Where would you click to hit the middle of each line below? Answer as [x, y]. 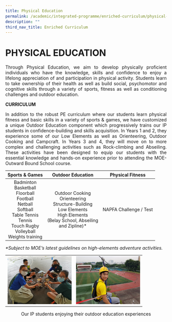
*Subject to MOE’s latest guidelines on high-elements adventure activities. [84, 248]
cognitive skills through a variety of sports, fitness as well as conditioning [86, 89]
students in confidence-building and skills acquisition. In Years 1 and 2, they [86, 131]
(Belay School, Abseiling [73, 220]
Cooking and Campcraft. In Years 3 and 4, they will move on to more [86, 142]
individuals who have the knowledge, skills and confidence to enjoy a [86, 73]
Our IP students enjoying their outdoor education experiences [86, 314]
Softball [25, 209]
